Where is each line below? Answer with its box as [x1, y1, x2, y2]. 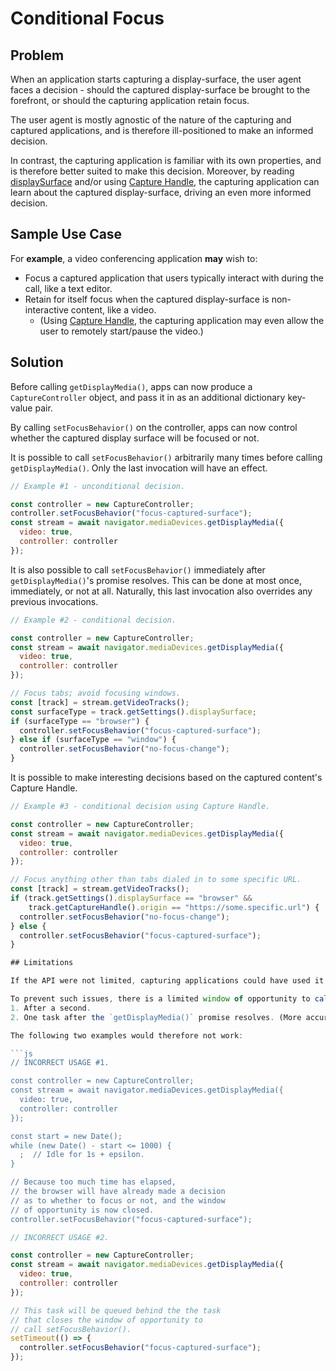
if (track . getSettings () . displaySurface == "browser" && [10, 893, 253, 903]
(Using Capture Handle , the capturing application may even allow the [39, 314, 325, 326]
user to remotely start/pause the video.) [39, 325, 204, 337]
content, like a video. [70, 303, 157, 316]
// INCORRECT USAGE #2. [10, 1232, 110, 1242]
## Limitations [10, 958, 74, 968]
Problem [10, 47, 65, 64]
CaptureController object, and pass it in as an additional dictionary [10, 391, 286, 403]
